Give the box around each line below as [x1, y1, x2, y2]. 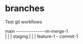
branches [5, 3, 45, 14]
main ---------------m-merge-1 [5, 28, 68, 34]
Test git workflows [5, 19, 42, 25]
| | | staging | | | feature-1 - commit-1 [5, 33, 78, 39]
